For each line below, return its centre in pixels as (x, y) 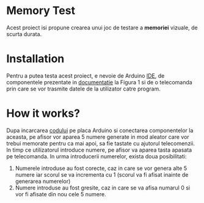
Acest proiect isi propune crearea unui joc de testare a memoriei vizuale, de (102, 28)
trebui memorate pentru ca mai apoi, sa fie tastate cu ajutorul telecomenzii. (101, 143)
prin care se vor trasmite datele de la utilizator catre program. (83, 89)
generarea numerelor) (43, 181)
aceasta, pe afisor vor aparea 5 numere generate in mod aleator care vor (98, 137)
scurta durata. (24, 34)
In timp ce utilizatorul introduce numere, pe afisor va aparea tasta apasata (99, 150)
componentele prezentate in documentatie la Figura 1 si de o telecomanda (99, 82)
